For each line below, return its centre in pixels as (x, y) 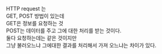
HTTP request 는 (26, 9)
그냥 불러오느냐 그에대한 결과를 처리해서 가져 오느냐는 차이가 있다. (81, 45)
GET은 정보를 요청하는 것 (35, 23)
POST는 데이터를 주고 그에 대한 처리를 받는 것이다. (64, 31)
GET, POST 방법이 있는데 (35, 16)
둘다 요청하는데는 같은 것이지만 (42, 38)
